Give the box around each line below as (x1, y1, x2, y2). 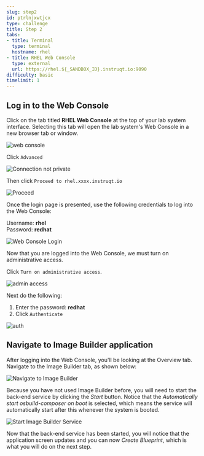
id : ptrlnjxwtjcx (6, 15, 51, 21)
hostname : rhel (12, 49, 51, 55)
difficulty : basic (6, 72, 53, 78)
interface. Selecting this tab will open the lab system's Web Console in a (6, 123, 189, 130)
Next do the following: (6, 292, 63, 299)
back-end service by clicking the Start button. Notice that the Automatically (6, 393, 198, 400)
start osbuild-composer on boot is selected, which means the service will (6, 400, 192, 407)
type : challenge (6, 20, 48, 26)
